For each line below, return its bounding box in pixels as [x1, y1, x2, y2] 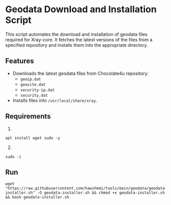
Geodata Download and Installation [5, 4, 157, 15]
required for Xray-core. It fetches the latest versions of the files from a [5, 37, 153, 43]
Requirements [5, 112, 51, 121]
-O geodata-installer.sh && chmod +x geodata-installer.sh [37, 190, 165, 195]
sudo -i [5, 154, 22, 159]
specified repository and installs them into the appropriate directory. [5, 42, 148, 48]
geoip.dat [20, 76, 42, 82]
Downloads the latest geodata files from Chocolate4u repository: [12, 70, 149, 76]
